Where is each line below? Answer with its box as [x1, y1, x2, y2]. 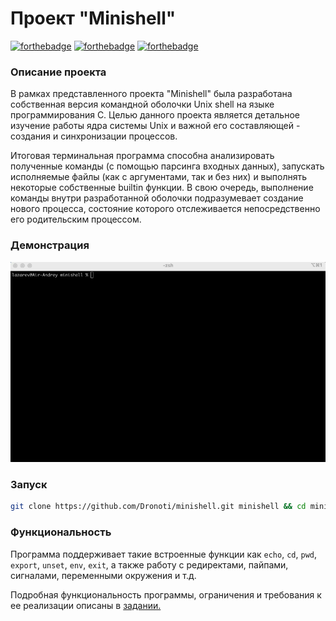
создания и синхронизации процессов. [10, 130, 178, 142]
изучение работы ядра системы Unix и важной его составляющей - [10, 120, 301, 132]
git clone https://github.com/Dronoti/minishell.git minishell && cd [10, 502, 307, 512]
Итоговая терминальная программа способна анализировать [10, 150, 275, 162]
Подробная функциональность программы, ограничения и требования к [10, 588, 322, 601]
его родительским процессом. [10, 213, 142, 226]
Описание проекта [10, 65, 107, 79]
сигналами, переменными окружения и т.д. [10, 569, 197, 581]
